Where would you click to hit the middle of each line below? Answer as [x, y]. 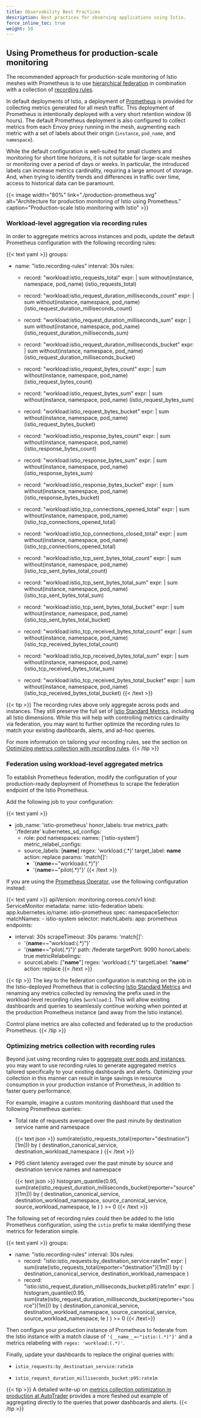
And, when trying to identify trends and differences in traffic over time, [93, 177]
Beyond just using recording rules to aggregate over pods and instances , [96, 1059]
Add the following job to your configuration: [60, 801]
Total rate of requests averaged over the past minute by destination [98, 1120]
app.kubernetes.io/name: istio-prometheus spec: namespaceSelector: [93, 912]
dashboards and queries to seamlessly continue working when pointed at [97, 1006]
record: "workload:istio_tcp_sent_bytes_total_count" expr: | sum [103, 558]
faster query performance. [39, 1091]
